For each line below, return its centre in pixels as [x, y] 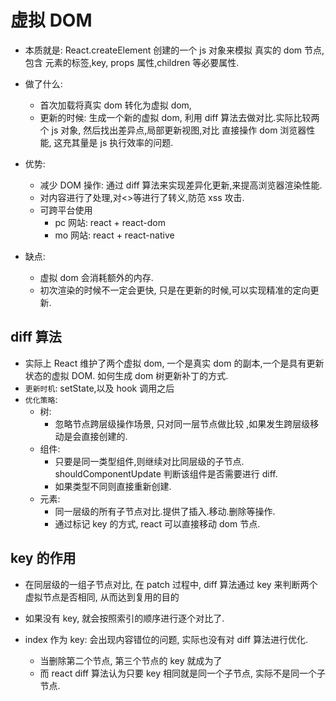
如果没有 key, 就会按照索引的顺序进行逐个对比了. [124, 618]
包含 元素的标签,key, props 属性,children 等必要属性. [132, 62]
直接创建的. [104, 436]
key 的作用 [43, 558]
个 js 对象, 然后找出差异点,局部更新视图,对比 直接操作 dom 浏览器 [173, 130]
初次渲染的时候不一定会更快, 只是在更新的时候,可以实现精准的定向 [175, 290]
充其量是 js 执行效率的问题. [118, 142]
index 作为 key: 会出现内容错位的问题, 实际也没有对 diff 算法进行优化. [166, 639]
